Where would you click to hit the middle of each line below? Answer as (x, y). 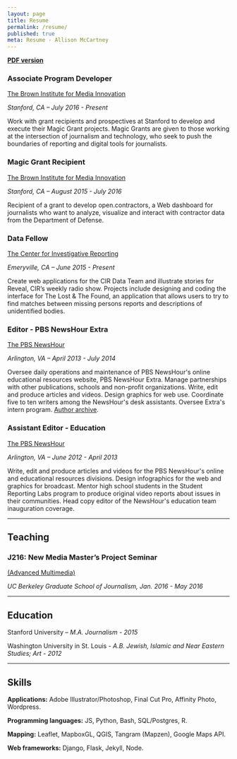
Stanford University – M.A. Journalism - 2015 (73, 632)
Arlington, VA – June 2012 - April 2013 (62, 457)
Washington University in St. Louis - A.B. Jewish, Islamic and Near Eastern (116, 646)
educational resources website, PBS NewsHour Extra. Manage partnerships (117, 379)
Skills (19, 682)
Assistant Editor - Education (56, 428)
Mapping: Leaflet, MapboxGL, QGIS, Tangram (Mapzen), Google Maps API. (116, 734)
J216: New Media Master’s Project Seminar (82, 557)
